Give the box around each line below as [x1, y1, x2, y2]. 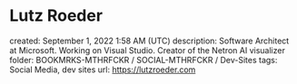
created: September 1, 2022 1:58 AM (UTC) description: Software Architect [9, 35, 290, 46]
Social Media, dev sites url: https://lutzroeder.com [9, 64, 196, 75]
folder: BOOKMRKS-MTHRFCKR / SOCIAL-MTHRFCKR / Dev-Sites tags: [9, 54, 278, 65]
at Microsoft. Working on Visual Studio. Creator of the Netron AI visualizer [9, 44, 286, 55]
